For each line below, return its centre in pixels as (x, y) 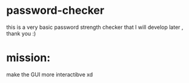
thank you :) (21, 33)
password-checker (55, 11)
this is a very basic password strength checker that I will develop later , (95, 27)
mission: (28, 58)
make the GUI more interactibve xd (50, 74)
